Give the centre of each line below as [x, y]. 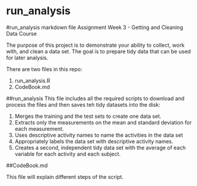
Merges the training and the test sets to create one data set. [88, 116]
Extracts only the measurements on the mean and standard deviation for [103, 122]
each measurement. [39, 129]
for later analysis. [27, 57]
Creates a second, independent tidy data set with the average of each [100, 147]
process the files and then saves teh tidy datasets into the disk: [83, 104]
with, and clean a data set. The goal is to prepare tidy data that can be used [99, 51]
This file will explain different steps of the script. [65, 177]
